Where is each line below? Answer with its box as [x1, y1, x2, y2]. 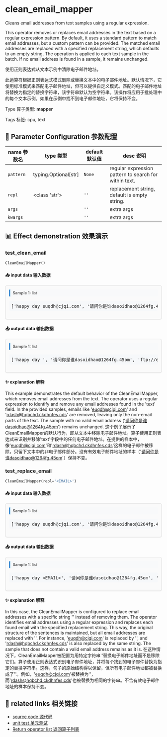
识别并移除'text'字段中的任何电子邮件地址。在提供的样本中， [18, 436, 142, 442]
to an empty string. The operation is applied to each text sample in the [5, 51, 149, 57]
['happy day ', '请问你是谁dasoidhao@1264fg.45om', [11, 357, 135, 363]
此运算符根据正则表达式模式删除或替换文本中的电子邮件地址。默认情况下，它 [5, 77, 162, 83]
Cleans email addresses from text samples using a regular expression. [5, 20, 149, 26]
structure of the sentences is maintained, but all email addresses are [5, 630, 146, 636]
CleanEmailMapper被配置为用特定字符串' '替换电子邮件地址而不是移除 [18, 652, 160, 658]
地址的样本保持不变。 [5, 683, 49, 689]
